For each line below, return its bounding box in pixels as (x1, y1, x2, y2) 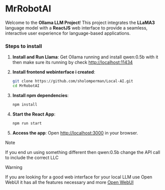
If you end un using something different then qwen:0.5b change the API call (5, 149, 161, 155)
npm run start (12, 120, 42, 125)
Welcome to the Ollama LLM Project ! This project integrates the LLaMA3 (5, 19, 156, 25)
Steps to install (5, 42, 42, 49)
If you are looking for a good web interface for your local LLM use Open (5, 173, 153, 180)
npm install (12, 102, 37, 107)
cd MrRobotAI (12, 83, 40, 88)
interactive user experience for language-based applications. (5, 30, 131, 36)
